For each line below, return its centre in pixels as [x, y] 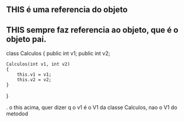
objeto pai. [26, 39]
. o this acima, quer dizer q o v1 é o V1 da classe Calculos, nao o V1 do [92, 107]
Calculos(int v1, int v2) [38, 65]
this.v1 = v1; [34, 75]
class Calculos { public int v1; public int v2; [58, 53]
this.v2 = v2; [34, 80]
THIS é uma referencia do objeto [67, 10]
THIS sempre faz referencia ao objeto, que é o [92, 30]
